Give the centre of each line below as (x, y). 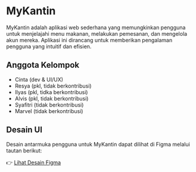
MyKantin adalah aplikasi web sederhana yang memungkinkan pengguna (96, 27)
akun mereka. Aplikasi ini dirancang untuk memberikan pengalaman (89, 40)
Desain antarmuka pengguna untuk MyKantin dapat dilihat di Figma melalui (98, 144)
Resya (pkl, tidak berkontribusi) (53, 86)
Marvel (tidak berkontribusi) (49, 111)
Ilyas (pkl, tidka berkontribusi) (51, 92)
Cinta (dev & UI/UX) (39, 79)
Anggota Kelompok (43, 65)
